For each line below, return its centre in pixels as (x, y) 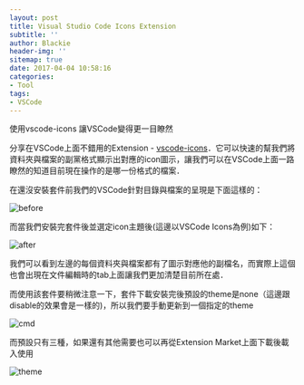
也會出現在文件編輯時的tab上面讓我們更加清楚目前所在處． (119, 275)
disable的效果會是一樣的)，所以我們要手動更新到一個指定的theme (132, 305)
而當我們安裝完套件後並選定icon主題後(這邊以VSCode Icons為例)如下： (142, 226)
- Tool (22, 85)
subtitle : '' (34, 34)
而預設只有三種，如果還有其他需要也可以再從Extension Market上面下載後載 (149, 342)
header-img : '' (38, 52)
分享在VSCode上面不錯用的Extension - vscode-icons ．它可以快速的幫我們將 (152, 148)
